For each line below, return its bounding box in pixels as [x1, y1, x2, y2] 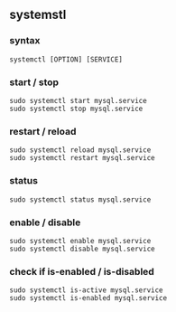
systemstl [9, 7, 67, 23]
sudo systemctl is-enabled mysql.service [9, 294, 168, 303]
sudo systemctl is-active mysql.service [9, 286, 164, 295]
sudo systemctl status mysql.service [9, 194, 152, 204]
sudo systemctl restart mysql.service [9, 154, 155, 163]
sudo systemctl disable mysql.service [9, 244, 155, 253]
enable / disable [9, 216, 81, 229]
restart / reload [9, 125, 77, 137]
